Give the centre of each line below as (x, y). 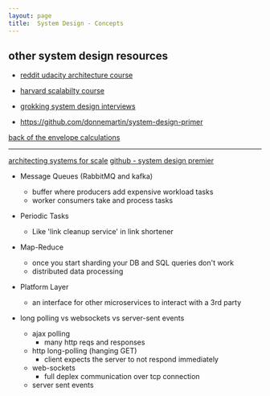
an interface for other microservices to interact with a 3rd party (137, 303)
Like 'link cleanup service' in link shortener (103, 232)
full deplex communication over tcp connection (122, 377)
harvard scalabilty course (62, 91)
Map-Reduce (42, 247)
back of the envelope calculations (64, 138)
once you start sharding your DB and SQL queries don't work (133, 263)
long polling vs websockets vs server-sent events (102, 318)
